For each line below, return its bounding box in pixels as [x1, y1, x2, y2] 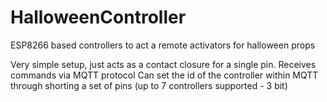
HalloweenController [10, 6, 187, 29]
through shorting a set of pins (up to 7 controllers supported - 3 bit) [10, 79, 288, 91]
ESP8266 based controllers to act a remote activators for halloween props [10, 39, 316, 51]
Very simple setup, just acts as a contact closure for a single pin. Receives [10, 58, 317, 70]
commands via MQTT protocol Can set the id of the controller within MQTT [10, 69, 319, 81]
